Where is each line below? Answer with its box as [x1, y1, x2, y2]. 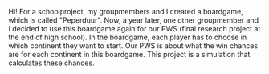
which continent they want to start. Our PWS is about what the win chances [8, 41, 259, 51]
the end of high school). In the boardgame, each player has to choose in [8, 32, 247, 42]
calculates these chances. [8, 58, 95, 68]
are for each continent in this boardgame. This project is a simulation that [8, 50, 251, 59]
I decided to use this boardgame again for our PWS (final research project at [8, 24, 261, 33]
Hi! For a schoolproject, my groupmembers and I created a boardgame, [8, 7, 243, 16]
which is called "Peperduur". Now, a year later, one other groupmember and [8, 15, 259, 25]
